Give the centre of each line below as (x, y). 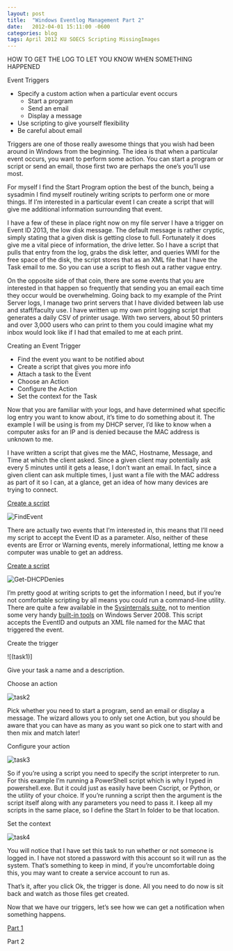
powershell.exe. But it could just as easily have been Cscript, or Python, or (114, 788)
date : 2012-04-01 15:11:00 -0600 (59, 26)
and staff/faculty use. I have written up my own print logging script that (109, 310)
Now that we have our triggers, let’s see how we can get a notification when (116, 907)
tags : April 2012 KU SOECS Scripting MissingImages (83, 40)
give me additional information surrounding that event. (85, 209)
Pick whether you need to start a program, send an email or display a (106, 711)
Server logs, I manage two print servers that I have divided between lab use (115, 303)
